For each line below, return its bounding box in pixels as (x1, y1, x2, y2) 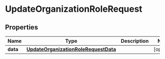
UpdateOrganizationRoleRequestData (26, 46, 116, 53)
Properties (5, 23, 38, 31)
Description (120, 38, 149, 44)
